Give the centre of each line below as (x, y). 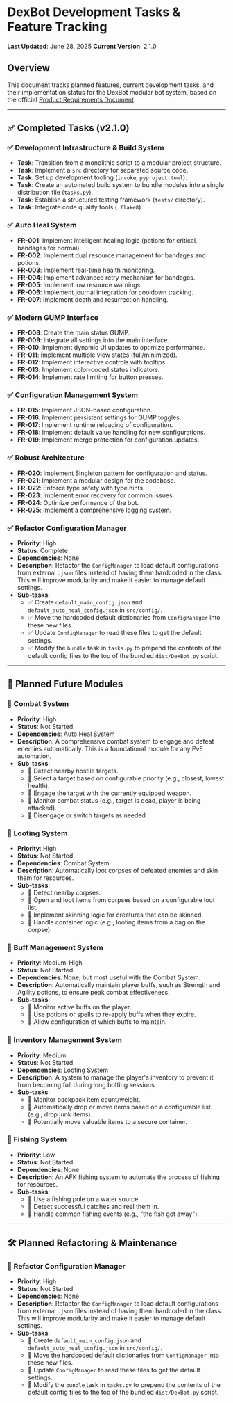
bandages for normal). (49, 248)
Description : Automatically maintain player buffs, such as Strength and (119, 985)
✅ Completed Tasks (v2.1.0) (68, 128)
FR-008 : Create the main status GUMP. (74, 333)
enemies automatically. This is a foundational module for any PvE (110, 748)
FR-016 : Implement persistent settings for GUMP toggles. (99, 417)
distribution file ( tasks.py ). (55, 193)
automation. (34, 756)
